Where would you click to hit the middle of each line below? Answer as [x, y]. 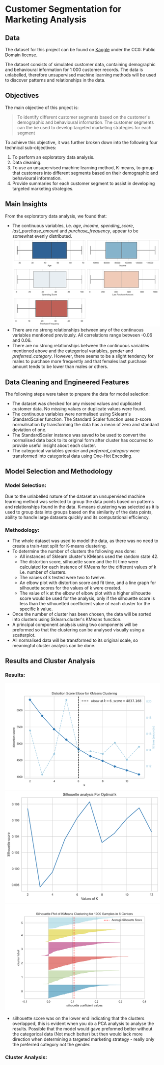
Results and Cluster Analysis [50, 661]
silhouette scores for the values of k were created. [70, 588]
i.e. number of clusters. [43, 572]
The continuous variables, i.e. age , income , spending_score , [73, 225]
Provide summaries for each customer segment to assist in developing [83, 183]
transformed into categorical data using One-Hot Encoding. [72, 456]
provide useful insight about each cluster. [54, 445]
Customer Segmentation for [63, 9]
